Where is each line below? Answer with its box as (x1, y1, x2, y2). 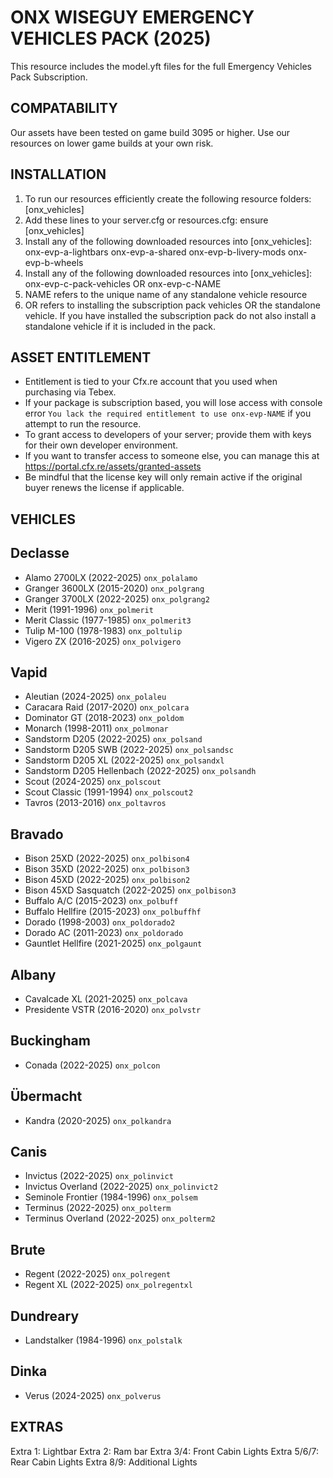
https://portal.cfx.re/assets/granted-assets (24, 461, 202, 473)
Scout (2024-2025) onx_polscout (24, 776, 162, 788)
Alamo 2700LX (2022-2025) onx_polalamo (24, 571, 198, 583)
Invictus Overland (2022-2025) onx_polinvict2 (24, 1181, 219, 1193)
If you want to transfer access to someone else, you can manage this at (24, 450, 320, 462)
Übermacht (10, 1088, 83, 1105)
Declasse (10, 545, 70, 562)
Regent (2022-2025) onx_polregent (24, 1268, 172, 1280)
